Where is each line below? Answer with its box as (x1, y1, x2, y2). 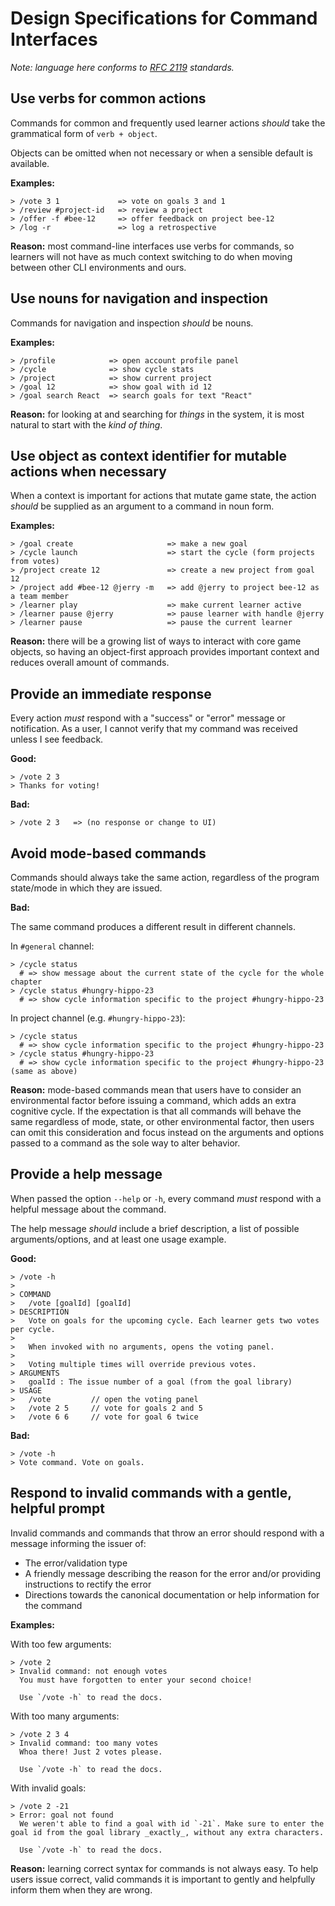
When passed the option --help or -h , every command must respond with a (10, 1192, 322, 1204)
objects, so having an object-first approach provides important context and (10, 646, 320, 658)
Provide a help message (10, 1166, 163, 1183)
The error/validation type (24, 1557, 128, 1569)
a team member (10, 592, 70, 602)
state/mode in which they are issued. (10, 882, 163, 894)
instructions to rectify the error (24, 1578, 152, 1590)
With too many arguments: (10, 1710, 120, 1722)
